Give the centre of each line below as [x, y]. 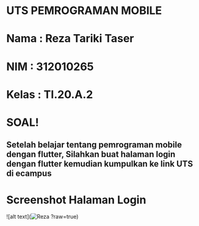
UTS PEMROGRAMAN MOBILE [84, 11]
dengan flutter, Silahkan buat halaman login [91, 154]
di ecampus [29, 174]
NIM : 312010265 [50, 66]
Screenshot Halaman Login [76, 200]
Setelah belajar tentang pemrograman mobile [94, 145]
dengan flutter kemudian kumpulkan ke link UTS [100, 164]
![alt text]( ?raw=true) [42, 217]
